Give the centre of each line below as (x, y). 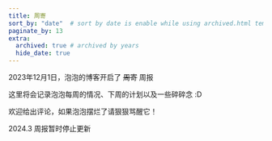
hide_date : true (43, 53)
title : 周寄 (27, 16)
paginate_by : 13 (36, 31)
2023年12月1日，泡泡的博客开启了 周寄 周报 (81, 77)
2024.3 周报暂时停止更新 (50, 129)
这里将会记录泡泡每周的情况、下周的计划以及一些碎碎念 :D (105, 94)
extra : (19, 38)
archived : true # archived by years (77, 46)
